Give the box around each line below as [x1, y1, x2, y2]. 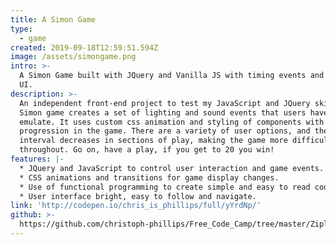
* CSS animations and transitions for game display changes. [19, 172, 280, 183]
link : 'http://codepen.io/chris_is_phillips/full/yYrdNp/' [10, 201, 262, 211]
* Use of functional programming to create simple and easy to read [19, 182, 311, 192]
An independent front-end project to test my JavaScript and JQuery [19, 98, 311, 108]
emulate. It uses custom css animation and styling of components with [19, 117, 325, 127]
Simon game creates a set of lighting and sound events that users [19, 107, 307, 118]
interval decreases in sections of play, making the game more [19, 136, 288, 146]
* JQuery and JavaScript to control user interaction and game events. [19, 163, 325, 173]
